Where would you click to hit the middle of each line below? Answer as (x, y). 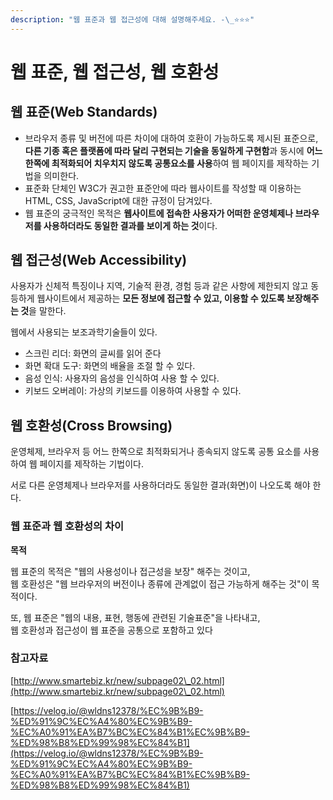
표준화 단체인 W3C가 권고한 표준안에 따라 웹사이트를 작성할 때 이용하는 (163, 188)
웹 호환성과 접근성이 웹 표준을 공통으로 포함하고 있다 (111, 630)
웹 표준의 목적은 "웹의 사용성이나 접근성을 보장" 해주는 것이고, (130, 571)
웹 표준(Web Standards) (84, 112)
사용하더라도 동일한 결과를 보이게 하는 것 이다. (130, 225)
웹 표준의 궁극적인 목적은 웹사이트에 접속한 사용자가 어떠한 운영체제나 (159, 213)
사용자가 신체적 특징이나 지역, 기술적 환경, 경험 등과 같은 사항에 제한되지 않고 (159, 286)
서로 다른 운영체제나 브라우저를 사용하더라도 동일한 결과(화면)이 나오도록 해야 (160, 485)
